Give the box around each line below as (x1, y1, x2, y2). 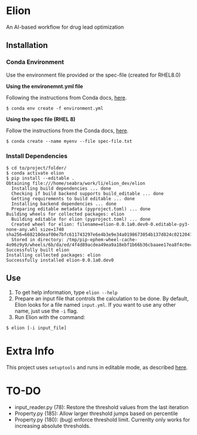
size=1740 (40, 227, 64, 232)
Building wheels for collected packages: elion (6, 211, 125, 217)
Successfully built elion (6, 247, 69, 253)
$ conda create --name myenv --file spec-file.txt (6, 138, 133, 144)
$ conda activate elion (6, 170, 64, 176)
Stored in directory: (11, 237, 64, 242)
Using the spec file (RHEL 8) (6, 115, 76, 122)
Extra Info (6, 344, 55, 358)
